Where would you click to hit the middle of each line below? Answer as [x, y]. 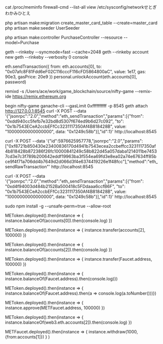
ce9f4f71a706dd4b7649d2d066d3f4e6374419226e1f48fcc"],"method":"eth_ [81, 162]
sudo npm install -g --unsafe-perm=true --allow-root [58, 206]
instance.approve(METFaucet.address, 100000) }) [55, 308]
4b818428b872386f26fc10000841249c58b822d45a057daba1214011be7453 [81, 151]
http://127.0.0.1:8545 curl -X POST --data [46, 111]
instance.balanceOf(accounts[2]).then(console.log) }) [59, 250]
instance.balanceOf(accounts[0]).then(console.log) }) [59, 220]
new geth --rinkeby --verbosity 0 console [47, 57]
